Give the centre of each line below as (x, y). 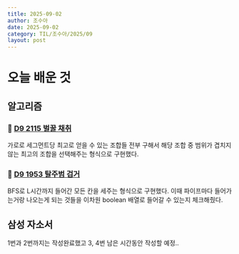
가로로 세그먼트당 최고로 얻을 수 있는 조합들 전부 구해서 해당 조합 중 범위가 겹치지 (119, 145)
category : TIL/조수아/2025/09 (50, 34)
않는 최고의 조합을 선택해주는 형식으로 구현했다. (73, 154)
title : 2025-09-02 (35, 14)
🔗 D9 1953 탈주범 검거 (44, 174)
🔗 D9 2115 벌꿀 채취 (40, 128)
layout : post (27, 41)
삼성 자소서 (30, 224)
